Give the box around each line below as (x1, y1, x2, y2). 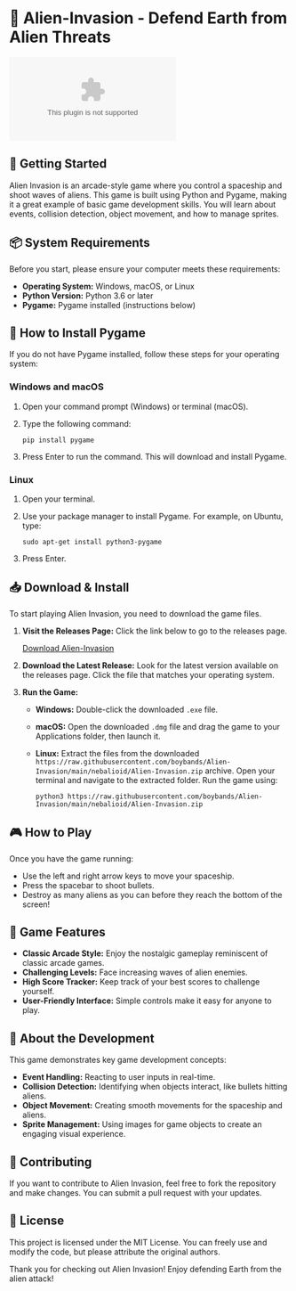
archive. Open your (204, 765, 276, 776)
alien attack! (9, 1273, 54, 1284)
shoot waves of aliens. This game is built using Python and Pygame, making (9, 189, 287, 200)
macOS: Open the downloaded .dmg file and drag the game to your (35, 721, 280, 731)
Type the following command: (21, 418, 132, 429)
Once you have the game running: (9, 853, 134, 863)
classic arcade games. (21, 958, 105, 968)
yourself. (21, 986, 55, 997)
